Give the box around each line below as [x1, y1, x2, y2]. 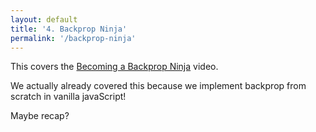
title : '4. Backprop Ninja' [10, 24, 128, 34]
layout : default [10, 14, 78, 25]
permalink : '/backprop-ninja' [10, 33, 137, 43]
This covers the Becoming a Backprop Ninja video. [10, 61, 219, 73]
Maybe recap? [10, 110, 70, 122]
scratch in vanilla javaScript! [10, 91, 127, 103]
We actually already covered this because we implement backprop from [10, 80, 307, 92]
